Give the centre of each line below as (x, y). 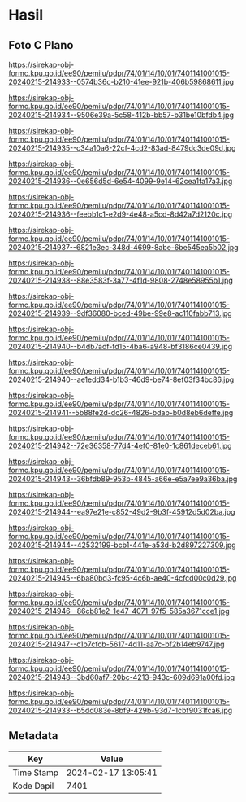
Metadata (33, 736)
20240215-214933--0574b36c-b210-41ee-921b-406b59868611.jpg (121, 82)
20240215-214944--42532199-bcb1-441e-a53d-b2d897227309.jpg (123, 545)
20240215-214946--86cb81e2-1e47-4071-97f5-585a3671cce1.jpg (119, 611)
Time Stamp (36, 773)
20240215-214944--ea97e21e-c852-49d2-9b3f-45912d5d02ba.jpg (122, 512)
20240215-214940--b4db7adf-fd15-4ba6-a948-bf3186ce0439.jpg (121, 346)
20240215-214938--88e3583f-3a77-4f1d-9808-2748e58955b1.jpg (121, 280)
